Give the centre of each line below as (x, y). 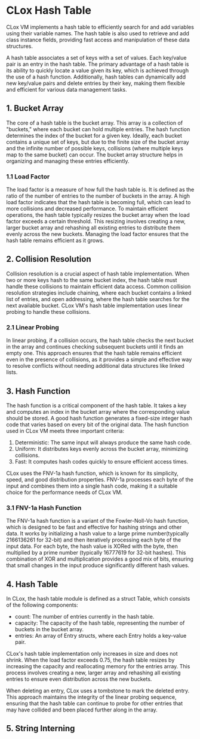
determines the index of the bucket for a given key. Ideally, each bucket (94, 135)
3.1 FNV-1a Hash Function (44, 508)
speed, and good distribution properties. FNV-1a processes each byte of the (100, 479)
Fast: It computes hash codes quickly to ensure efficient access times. (101, 461)
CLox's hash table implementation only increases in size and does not (92, 654)
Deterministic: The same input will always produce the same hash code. (103, 442)
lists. (12, 372)
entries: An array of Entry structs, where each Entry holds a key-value (101, 636)
